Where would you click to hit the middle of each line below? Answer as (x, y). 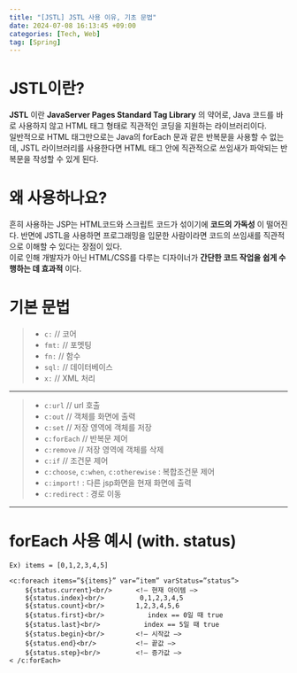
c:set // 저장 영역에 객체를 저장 (98, 428)
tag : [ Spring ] (35, 42)
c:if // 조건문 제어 (76, 460)
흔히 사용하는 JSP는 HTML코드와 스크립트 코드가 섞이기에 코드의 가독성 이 (137, 224)
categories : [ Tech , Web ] (55, 34)
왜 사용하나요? (58, 198)
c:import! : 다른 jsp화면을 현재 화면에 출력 (118, 483)
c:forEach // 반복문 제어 (86, 438)
